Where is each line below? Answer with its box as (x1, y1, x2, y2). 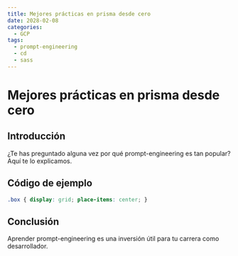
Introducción (7, 130, 66, 143)
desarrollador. (7, 242, 48, 250)
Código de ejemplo (7, 177, 92, 189)
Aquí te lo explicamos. (7, 157, 72, 165)
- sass (13, 57, 33, 64)
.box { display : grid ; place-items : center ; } (7, 196, 148, 203)
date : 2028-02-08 (7, 17, 59, 24)
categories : (7, 23, 43, 30)
